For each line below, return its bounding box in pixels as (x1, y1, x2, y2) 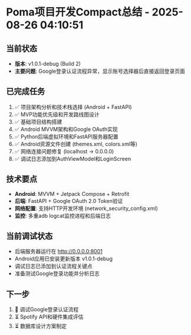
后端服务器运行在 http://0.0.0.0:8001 (14, 248, 103, 255)
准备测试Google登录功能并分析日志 (14, 270, 100, 277)
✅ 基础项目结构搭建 (14, 118, 62, 125)
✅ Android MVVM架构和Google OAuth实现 (14, 125, 118, 133)
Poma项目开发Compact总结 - (6, 5, 150, 19)
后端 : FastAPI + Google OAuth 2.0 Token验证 (14, 197, 123, 204)
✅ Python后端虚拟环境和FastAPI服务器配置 (14, 133, 119, 140)
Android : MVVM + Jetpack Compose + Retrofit (14, 190, 130, 197)
